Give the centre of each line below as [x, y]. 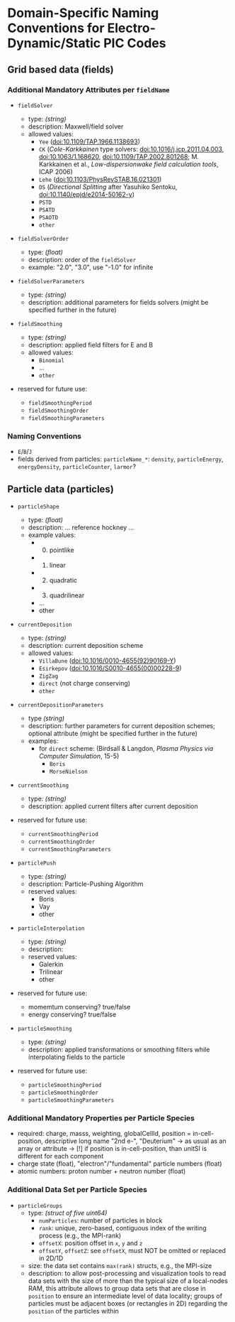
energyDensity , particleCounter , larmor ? [77, 467]
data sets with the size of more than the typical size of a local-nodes [128, 1281]
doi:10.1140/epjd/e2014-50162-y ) [87, 194]
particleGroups [40, 1205]
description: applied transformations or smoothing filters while [119, 1049]
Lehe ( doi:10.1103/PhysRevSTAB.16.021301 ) [100, 179]
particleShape [38, 506]
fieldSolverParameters [51, 281]
